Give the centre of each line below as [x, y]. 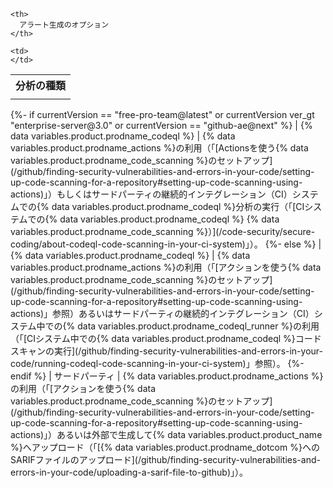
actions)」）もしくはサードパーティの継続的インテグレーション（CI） [151, 194]
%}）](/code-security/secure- [255, 231]
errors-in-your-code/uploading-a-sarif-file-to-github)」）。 [129, 472]
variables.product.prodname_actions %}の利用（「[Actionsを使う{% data [159, 148]
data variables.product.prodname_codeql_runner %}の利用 [198, 326]
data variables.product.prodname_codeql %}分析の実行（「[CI [178, 206]
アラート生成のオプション [64, 25]
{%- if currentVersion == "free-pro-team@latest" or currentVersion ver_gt [162, 114]
